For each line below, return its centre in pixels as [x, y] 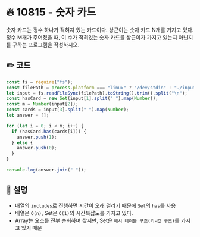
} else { [22, 143]
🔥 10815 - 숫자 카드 [51, 12]
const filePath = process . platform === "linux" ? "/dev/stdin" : [89, 88]
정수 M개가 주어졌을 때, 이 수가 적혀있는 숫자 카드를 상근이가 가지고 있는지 [92, 37]
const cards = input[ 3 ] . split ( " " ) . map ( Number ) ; [68, 110]
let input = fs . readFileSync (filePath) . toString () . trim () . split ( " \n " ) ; [97, 93]
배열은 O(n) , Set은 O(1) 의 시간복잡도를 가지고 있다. [74, 213]
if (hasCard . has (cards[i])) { [49, 132]
